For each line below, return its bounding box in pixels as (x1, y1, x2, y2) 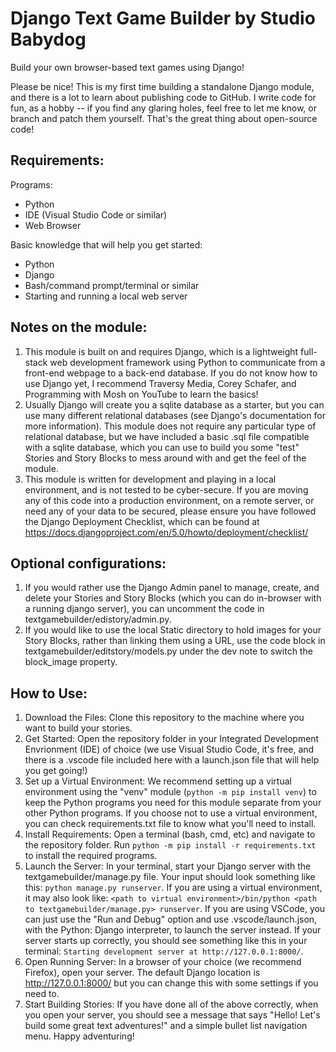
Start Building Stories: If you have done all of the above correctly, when (24, 998, 319, 1011)
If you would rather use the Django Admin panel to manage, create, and (24, 582, 320, 594)
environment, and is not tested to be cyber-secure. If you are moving (24, 483, 309, 496)
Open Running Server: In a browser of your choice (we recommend (24, 956, 302, 968)
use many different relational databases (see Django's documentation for (24, 409, 326, 421)
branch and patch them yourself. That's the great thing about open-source (10, 112, 318, 124)
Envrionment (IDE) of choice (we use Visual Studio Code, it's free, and (24, 743, 315, 756)
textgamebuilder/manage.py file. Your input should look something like (24, 871, 316, 883)
